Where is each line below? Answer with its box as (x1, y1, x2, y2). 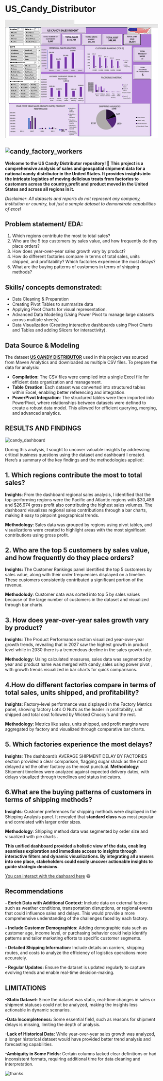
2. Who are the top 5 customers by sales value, (5, 546, 150, 554)
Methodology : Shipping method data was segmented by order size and (5, 828, 148, 834)
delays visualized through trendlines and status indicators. (5, 774, 122, 780)
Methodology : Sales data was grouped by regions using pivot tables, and (5, 522, 152, 528)
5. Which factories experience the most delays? (5, 740, 153, 749)
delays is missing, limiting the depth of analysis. (5, 1022, 100, 1027)
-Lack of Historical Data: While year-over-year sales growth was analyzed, (5, 1031, 156, 1037)
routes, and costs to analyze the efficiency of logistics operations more (5, 950, 147, 956)
